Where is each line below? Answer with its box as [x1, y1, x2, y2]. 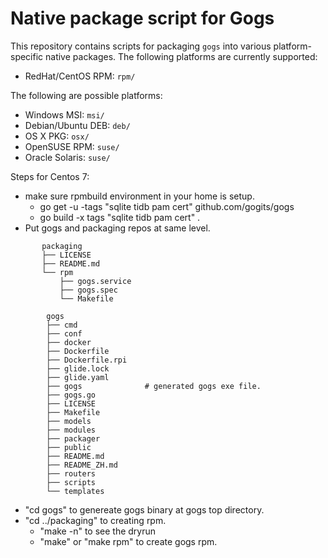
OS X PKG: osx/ [24, 130, 90, 142]
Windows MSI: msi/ [24, 108, 105, 121]
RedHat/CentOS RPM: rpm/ [24, 70, 136, 82]
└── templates [46, 486, 105, 496]
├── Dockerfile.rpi [46, 355, 128, 365]
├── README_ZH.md [46, 460, 118, 470]
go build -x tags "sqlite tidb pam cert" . [39, 211, 201, 223]
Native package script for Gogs [10, 7, 275, 30]
